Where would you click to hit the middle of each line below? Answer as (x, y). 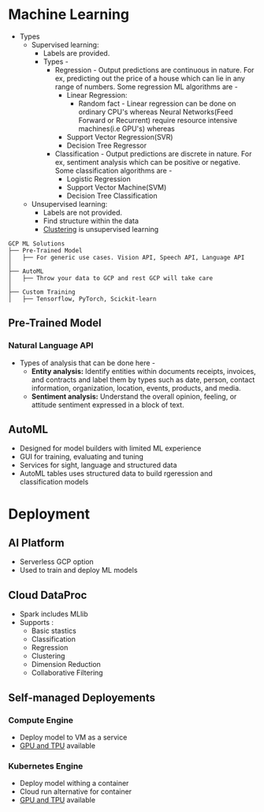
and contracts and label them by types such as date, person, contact (143, 380)
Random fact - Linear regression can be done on (157, 103)
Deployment (49, 514)
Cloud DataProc (48, 595)
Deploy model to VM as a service (73, 737)
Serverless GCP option (57, 562)
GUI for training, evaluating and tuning (82, 457)
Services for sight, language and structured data (98, 465)
